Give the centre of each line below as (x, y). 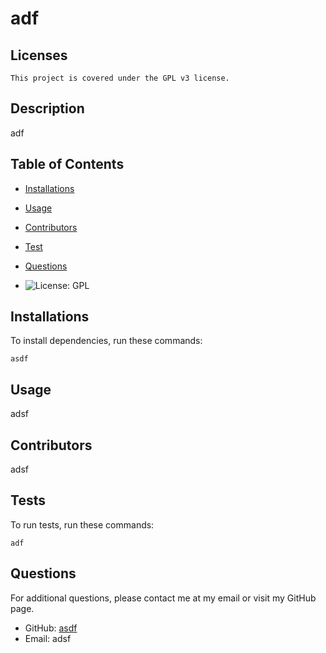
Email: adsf (48, 638)
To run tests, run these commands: (82, 524)
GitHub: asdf (51, 628)
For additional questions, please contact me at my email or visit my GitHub (163, 598)
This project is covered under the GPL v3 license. (120, 78)
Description (47, 108)
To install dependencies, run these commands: (106, 341)
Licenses (39, 55)
